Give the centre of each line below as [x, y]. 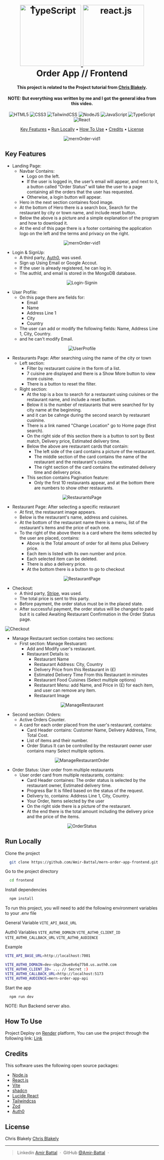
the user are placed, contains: [49, 538]
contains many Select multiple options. [66, 751]
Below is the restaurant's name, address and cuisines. [74, 517]
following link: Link [24, 1038]
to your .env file [21, 913]
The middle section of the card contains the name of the [91, 456]
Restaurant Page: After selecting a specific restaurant [66, 507]
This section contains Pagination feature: [68, 477]
